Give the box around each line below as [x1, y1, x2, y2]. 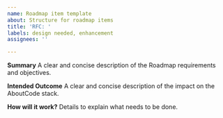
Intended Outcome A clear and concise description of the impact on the [7, 82, 215, 90]
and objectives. [7, 69, 52, 77]
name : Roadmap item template [7, 10, 92, 17]
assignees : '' [7, 36, 49, 43]
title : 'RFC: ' [7, 23, 52, 30]
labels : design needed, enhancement [7, 29, 114, 37]
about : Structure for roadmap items [7, 17, 114, 24]
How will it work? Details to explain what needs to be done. [7, 103, 178, 111]
